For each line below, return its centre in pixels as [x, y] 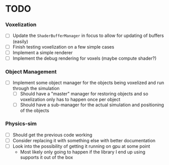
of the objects [35, 111]
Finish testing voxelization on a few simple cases [64, 47]
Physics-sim [21, 123]
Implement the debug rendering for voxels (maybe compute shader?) [85, 58]
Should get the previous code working [52, 135]
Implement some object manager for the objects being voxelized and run [88, 83]
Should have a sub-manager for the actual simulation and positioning [92, 105]
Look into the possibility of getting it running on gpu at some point [81, 146]
